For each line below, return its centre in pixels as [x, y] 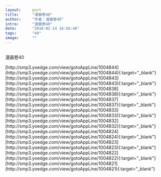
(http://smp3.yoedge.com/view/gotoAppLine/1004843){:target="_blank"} [81, 83]
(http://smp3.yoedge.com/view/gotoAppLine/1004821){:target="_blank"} [80, 168]
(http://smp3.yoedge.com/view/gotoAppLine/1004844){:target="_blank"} [81, 72]
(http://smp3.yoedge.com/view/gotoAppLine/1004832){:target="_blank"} [81, 126]
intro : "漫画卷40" [29, 24]
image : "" [21, 38]
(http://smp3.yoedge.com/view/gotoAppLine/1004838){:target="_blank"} [81, 94]
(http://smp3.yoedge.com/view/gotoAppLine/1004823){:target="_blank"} [81, 147]
